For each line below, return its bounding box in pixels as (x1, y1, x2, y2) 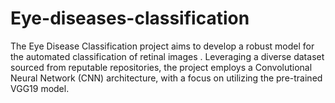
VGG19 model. (10, 82, 70, 94)
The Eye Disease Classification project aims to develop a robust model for (10, 40, 315, 52)
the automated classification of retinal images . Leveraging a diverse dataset (10, 50, 325, 62)
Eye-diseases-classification (10, 7, 250, 30)
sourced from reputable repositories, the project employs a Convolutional (10, 61, 313, 73)
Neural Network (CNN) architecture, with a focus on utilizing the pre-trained (10, 72, 323, 84)
